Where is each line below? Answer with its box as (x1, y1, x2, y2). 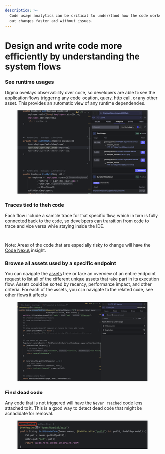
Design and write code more (5, 40, 122, 51)
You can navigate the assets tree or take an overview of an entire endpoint (5, 271, 156, 276)
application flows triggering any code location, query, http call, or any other (5, 95, 158, 101)
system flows (5, 61, 61, 72)
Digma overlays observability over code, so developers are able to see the (5, 90, 156, 95)
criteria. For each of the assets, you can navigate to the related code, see (5, 286, 153, 292)
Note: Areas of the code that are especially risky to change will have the (5, 242, 151, 248)
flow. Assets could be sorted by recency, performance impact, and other (5, 281, 152, 287)
